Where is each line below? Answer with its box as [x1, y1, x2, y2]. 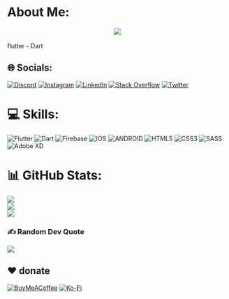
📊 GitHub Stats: [7, 167, 103, 183]
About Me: [7, 4, 70, 20]
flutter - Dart [7, 41, 43, 50]
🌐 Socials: [7, 62, 53, 74]
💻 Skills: [7, 106, 59, 122]
